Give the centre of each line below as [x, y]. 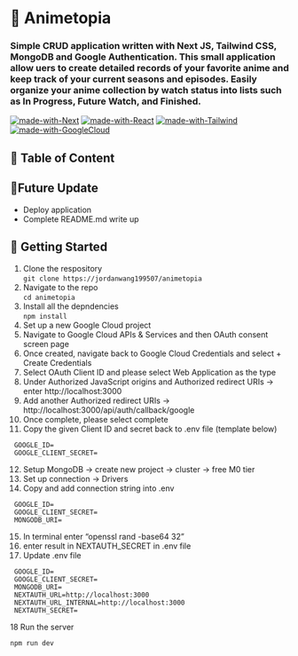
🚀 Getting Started [59, 247]
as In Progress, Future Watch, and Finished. [106, 101]
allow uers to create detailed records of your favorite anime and [149, 68]
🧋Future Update [54, 189]
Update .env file [52, 555]
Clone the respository [63, 268]
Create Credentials [57, 362]
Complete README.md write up [81, 219]
